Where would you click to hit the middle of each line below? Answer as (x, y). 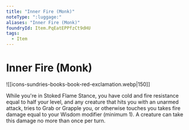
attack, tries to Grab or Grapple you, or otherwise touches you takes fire (93, 108)
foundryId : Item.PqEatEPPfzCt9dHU (49, 28)
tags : (13, 34)
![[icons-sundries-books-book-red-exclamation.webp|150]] (78, 84)
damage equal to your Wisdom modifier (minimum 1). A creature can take (95, 114)
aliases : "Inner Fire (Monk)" (43, 22)
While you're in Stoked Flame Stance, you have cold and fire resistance (92, 95)
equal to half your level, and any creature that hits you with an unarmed (92, 102)
